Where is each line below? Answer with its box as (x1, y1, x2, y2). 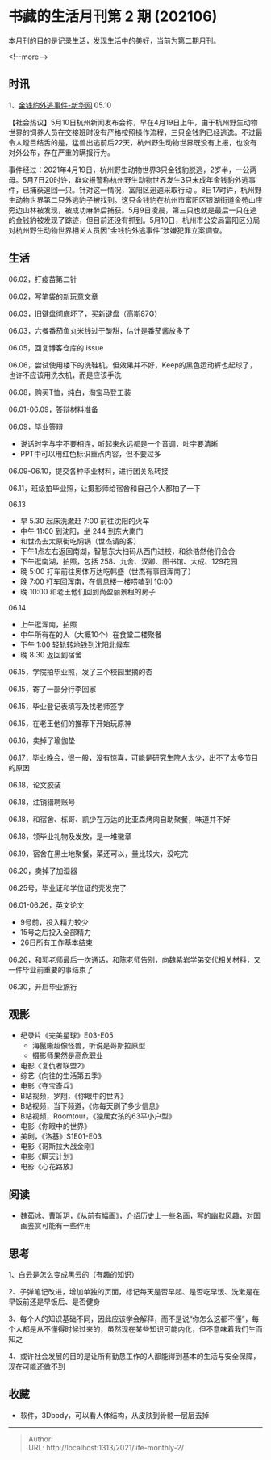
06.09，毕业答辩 (8, 422, 64, 431)
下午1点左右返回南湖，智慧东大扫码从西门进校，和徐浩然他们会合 (19, 546, 236, 556)
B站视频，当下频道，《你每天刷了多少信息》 (19, 1101, 163, 1111)
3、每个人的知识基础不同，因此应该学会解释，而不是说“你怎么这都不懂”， (8, 1314, 252, 1324)
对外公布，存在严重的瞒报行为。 (8, 147, 115, 157)
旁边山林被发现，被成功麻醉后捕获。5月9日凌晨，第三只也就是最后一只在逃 (8, 205, 257, 215)
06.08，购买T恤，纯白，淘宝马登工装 (8, 387, 131, 396)
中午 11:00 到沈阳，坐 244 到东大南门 (19, 526, 144, 535)
